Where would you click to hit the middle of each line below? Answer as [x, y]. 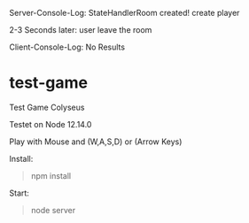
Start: [19, 193]
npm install [51, 175]
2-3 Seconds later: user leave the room [81, 30]
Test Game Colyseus [47, 107]
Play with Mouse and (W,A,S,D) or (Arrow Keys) [96, 142]
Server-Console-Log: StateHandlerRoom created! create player [124, 13]
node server [53, 210]
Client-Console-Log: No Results [67, 47]
